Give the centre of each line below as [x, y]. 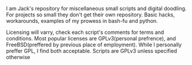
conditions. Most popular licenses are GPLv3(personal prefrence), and [91, 38]
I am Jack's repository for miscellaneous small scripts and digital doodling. [96, 8]
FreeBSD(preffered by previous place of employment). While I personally [94, 45]
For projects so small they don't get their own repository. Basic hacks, [90, 15]
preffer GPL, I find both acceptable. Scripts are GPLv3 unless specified [92, 51]
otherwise [18, 57]
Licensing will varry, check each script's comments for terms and [85, 32]
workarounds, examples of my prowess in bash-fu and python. [82, 21]
